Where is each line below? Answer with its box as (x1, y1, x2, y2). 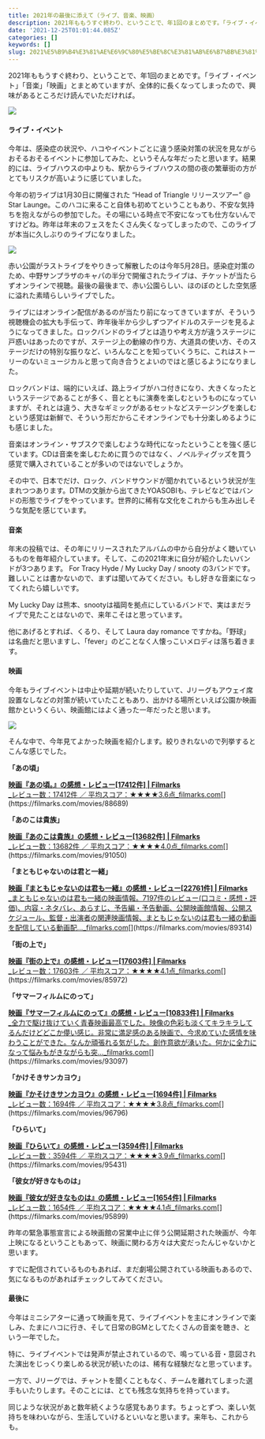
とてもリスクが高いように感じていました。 (8, 173, 146, 183)
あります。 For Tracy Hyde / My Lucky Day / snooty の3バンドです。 (32, 564, 255, 573)
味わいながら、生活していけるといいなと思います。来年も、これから (28, 1412, 249, 1422)
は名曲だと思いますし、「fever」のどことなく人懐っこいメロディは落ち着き (8, 636, 248, 647)
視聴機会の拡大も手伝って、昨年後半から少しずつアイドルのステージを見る (8, 317, 249, 327)
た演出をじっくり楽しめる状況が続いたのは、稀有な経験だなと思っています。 (8, 1359, 256, 1368)
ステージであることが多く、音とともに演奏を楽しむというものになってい (21, 393, 256, 403)
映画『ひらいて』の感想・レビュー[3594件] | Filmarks (8, 1141, 184, 1150)
